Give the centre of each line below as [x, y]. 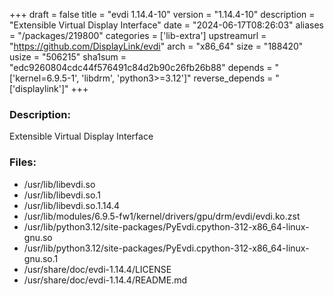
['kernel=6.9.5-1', [44, 78]
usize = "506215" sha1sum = [68, 57]
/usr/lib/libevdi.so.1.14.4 [72, 205]
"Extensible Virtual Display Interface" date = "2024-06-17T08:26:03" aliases [167, 25]
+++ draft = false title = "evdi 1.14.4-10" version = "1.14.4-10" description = [162, 14]
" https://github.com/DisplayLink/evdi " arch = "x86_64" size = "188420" [156, 46]
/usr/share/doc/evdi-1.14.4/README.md [105, 280]
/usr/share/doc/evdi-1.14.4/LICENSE [97, 269]
